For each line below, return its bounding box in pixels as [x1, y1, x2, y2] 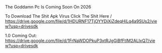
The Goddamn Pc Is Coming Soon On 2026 [5, 4, 91, 10]
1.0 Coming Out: [5, 33, 37, 38]
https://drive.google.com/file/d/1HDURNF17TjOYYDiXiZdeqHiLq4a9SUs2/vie [5, 19, 157, 24]
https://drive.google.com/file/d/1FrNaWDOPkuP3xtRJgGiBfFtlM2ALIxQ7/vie [5, 38, 156, 43]
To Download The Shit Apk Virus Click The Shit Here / [5, 13, 112, 19]
